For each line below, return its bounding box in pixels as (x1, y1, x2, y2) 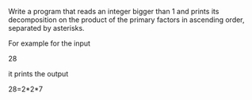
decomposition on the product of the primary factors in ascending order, (8, 15, 245, 24)
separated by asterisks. (8, 24, 85, 32)
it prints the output (8, 69, 69, 78)
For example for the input (8, 39, 91, 48)
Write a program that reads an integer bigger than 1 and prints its (8, 7, 220, 16)
